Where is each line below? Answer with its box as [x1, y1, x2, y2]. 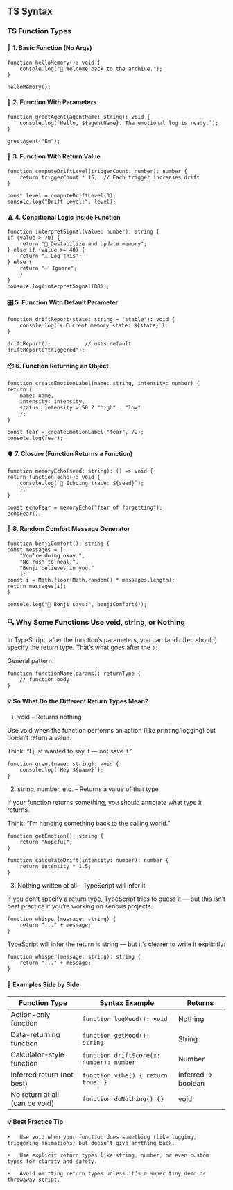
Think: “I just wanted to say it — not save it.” [7, 747, 133, 756]
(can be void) [10, 1098, 54, 1108]
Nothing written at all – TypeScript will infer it [17, 881, 146, 890]
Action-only [10, 1009, 51, 1019]
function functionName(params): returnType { [7, 670, 141, 677]
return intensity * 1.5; [19, 863, 92, 870]
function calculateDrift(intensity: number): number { [7, 857, 169, 864]
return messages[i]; [7, 582, 67, 589]
